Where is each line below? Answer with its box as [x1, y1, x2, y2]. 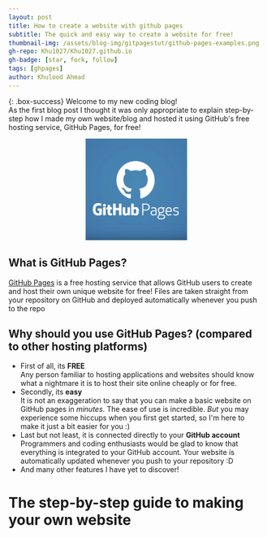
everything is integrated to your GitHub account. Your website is [19, 448, 235, 457]
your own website [8, 510, 131, 529]
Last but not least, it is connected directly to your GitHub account [19, 431, 241, 440]
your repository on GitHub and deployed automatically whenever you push [8, 295, 257, 305]
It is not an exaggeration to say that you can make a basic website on [19, 396, 252, 405]
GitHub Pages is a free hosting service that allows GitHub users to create [8, 277, 253, 288]
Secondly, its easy [19, 387, 83, 397]
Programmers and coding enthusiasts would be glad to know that [19, 439, 239, 448]
